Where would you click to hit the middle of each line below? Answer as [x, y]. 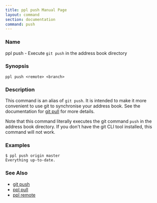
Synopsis [17, 66]
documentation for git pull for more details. [50, 111]
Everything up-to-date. [30, 160]
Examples [18, 146]
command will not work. [30, 132]
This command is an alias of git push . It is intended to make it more [76, 101]
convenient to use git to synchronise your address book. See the [73, 106]
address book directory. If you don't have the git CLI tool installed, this [79, 127]
